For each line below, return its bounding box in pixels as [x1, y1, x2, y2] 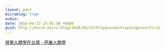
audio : [5, 16, 19, 21]
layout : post [5, 7, 32, 12]
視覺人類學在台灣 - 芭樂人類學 [5, 40, 66, 46]
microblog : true [5, 12, 39, 17]
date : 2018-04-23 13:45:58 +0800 [5, 21, 74, 26]
